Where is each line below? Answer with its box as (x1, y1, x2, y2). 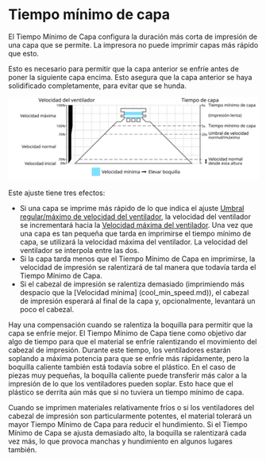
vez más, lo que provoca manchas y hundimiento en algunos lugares (8, 436, 233, 446)
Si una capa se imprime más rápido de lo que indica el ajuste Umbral (19, 203, 245, 213)
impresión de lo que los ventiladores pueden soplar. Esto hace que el (8, 378, 234, 388)
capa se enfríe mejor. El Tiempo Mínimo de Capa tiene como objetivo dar (8, 328, 247, 338)
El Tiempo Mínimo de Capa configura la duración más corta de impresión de (8, 32, 258, 41)
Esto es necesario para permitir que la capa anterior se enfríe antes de (8, 63, 240, 73)
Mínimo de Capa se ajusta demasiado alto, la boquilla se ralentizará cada (8, 428, 247, 437)
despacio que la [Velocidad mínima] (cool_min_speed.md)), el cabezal (19, 287, 249, 297)
